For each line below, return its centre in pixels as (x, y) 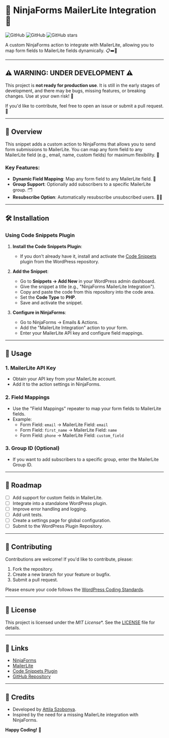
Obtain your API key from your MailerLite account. (64, 379)
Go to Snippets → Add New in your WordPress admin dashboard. (88, 281)
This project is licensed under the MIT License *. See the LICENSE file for (80, 622)
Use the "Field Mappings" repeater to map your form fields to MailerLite (87, 408)
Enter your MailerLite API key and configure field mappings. (82, 333)
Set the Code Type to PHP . (48, 297)
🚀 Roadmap (23, 486)
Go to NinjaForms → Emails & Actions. (59, 322)
